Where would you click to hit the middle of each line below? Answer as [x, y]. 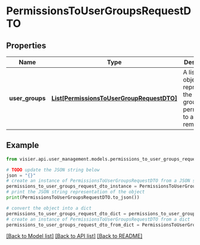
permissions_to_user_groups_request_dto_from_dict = [73, 225]
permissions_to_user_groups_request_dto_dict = [66, 213]
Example [23, 145]
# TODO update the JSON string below [53, 170]
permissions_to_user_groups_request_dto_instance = [71, 186]
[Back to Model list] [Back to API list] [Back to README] [74, 236]
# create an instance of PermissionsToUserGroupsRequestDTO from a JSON [98, 181]
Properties [26, 45]
